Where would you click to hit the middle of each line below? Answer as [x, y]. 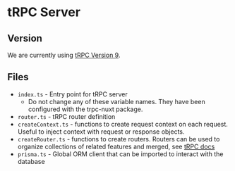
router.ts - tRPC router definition [66, 116]
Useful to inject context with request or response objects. [101, 132]
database [31, 161]
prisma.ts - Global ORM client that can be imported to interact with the [120, 154]
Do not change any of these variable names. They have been [117, 101]
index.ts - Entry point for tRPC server [73, 94]
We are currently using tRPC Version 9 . [64, 55]
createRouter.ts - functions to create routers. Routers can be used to [119, 139]
